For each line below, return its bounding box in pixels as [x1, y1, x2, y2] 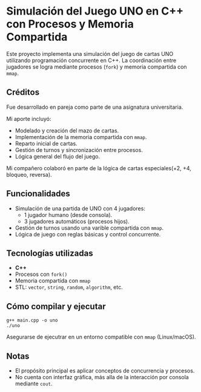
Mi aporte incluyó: [6, 115, 51, 122]
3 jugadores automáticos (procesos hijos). [24, 218, 130, 225]
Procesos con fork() [15, 270, 68, 278]
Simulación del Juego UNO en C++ [6, 4, 184, 18]
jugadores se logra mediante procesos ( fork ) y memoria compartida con [6, 63, 187, 70]
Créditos [6, 87, 40, 98]
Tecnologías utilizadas [6, 248, 93, 258]
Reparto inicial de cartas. [15, 140, 77, 147]
